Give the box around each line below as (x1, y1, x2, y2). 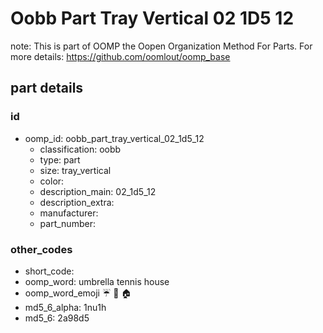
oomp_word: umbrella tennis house (24, 275, 170, 287)
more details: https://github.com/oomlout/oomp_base (10, 50, 231, 62)
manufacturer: (39, 207, 99, 219)
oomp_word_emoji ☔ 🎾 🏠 (24, 287, 132, 299)
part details (10, 80, 84, 97)
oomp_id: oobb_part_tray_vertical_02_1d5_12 (24, 132, 205, 144)
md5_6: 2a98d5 (24, 312, 90, 324)
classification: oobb (39, 143, 122, 155)
